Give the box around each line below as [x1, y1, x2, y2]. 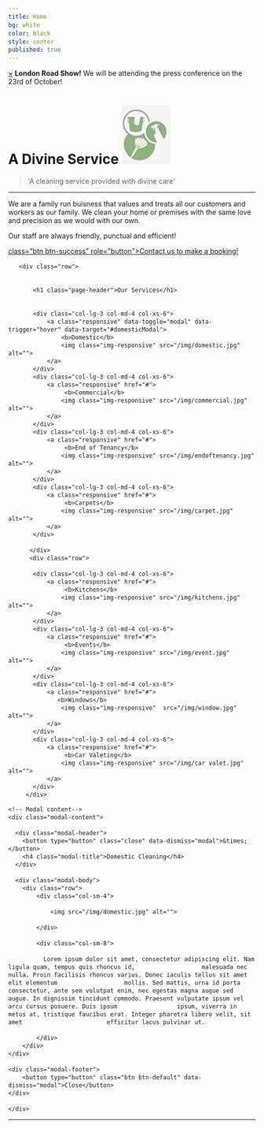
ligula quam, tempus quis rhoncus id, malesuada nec [8, 963, 247, 971]
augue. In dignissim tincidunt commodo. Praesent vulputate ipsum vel [8, 995, 244, 1003]
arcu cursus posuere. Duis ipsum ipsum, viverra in [8, 1003, 237, 1011]
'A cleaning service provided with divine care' [27, 177, 175, 186]
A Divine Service [8, 151, 119, 169]
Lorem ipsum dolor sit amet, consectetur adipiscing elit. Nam [42, 955, 255, 963]
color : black [8, 29, 51, 37]
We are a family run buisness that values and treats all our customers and [8, 199, 246, 209]
